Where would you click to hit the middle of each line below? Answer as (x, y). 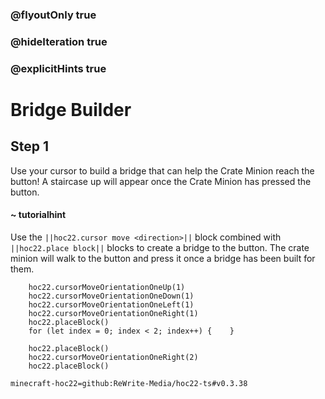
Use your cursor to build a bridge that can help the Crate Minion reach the (162, 170)
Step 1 (30, 146)
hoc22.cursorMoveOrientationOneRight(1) (113, 313)
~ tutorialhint (38, 215)
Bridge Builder (71, 109)
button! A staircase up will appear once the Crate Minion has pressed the (161, 181)
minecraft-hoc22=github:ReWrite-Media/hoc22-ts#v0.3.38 (129, 383)
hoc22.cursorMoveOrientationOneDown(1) (111, 296)
